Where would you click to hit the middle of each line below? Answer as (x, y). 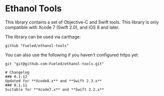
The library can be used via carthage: (43, 37)
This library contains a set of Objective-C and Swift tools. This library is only (82, 22)
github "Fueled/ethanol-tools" (37, 46)
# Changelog (17, 72)
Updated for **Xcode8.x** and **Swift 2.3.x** (54, 81)
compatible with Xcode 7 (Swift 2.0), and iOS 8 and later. (62, 27)
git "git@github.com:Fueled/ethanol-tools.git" (55, 64)
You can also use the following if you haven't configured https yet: (72, 55)
